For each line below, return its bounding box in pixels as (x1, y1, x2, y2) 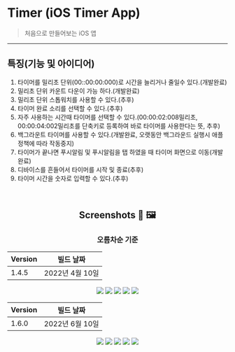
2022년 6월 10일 (44, 319, 99, 329)
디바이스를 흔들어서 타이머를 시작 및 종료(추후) (17, 165, 144, 174)
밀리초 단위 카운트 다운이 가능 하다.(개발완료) (17, 86, 140, 95)
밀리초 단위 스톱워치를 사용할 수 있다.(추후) (17, 95, 134, 104)
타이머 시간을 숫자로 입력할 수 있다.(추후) (17, 174, 129, 183)
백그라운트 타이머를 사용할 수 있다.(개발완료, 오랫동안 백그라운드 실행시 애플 (17, 130, 224, 139)
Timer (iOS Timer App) (7, 5, 141, 21)
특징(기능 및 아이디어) (7, 58, 95, 70)
